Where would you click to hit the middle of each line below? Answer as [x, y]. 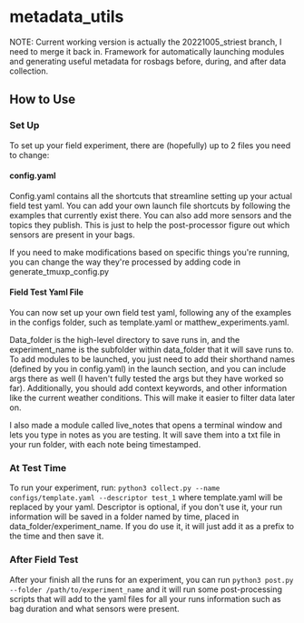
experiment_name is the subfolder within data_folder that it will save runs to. [152, 350]
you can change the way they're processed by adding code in [125, 262]
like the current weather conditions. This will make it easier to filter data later [152, 398]
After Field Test [44, 559]
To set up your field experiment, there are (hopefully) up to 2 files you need [150, 145]
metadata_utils [67, 17]
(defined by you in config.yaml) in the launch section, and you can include [148, 369]
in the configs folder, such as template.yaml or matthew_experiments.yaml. [149, 322]
